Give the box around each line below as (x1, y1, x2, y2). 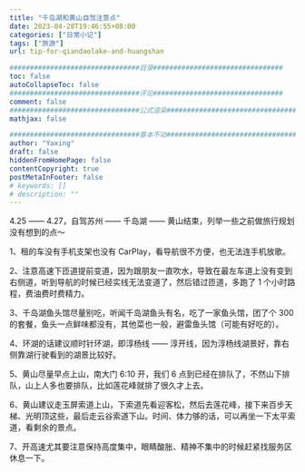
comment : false (9, 97, 67, 106)
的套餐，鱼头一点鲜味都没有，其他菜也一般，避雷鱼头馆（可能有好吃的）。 (9, 319, 284, 329)
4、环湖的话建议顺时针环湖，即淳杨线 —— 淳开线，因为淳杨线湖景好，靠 (9, 338, 281, 349)
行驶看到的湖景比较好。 (33, 349, 121, 360)
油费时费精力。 (33, 288, 89, 300)
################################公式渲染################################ (9, 105, 297, 114)
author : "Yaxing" (9, 139, 75, 148)
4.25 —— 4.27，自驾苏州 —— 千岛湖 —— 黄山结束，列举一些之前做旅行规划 (9, 215, 295, 227)
